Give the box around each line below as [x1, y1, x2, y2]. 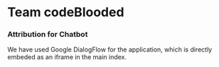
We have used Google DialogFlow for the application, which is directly [7, 45, 213, 54]
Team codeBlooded [7, 4, 124, 20]
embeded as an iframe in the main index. [7, 53, 127, 61]
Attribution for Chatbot [7, 30, 88, 39]
